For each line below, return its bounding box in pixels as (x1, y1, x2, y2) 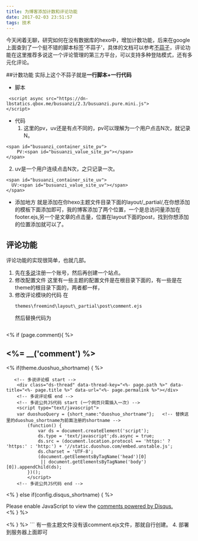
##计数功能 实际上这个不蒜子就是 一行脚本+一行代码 (6, 72, 132, 79)
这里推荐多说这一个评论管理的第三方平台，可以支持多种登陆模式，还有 (16, 51, 187, 59)
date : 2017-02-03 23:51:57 (6, 14, 73, 20)
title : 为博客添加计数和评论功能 (6, 8, 78, 15)
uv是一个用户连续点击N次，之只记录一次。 (14, 165, 118, 172)
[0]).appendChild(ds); (6, 464, 62, 470)
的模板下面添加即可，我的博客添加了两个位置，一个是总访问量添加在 (14, 206, 181, 213)
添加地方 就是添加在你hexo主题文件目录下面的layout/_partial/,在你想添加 (14, 199, 190, 206)
